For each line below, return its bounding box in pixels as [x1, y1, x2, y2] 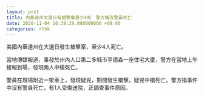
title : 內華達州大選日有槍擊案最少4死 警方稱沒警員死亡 [6, 15, 132, 21]
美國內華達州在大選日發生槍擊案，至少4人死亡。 [6, 43, 127, 50]
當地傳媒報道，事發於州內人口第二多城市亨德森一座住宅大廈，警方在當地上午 [6, 56, 198, 64]
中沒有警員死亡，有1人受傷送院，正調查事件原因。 [6, 84, 131, 92]
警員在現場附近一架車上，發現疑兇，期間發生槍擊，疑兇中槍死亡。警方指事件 [6, 76, 198, 84]
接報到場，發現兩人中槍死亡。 [6, 64, 81, 71]
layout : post [6, 8, 39, 15]
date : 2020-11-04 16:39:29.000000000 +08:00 [6, 20, 121, 26]
